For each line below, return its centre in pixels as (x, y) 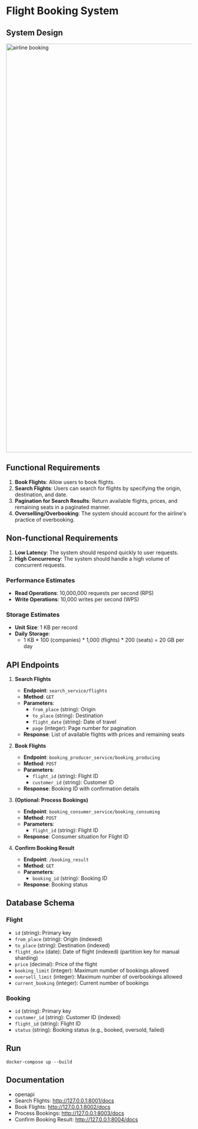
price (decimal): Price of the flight (56, 964)
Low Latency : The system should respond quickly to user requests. (96, 552)
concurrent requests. (40, 565)
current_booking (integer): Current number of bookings (82, 983)
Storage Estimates (33, 614)
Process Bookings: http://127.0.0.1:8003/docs (70, 1113)
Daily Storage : (32, 634)
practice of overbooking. (44, 519)
